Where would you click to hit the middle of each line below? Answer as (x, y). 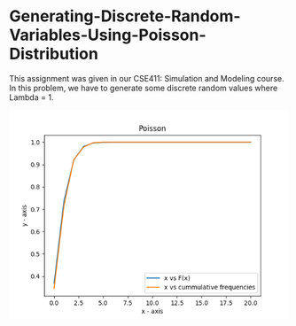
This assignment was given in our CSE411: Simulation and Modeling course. (147, 78)
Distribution (54, 54)
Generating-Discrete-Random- (125, 16)
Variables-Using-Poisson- (108, 35)
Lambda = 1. (31, 97)
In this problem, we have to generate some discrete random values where (144, 88)
